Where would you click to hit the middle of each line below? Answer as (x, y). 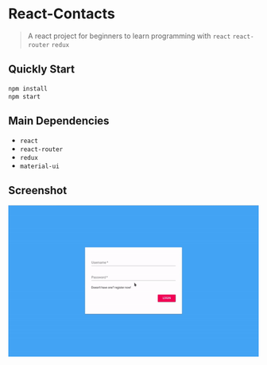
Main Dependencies (59, 121)
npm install (28, 88)
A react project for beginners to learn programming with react (129, 36)
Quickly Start (42, 70)
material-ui (39, 166)
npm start (25, 96)
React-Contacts (62, 14)
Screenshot (38, 190)
